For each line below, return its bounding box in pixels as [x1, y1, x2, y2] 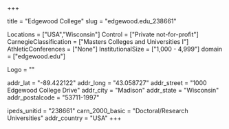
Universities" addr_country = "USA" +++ [7, 114, 122, 122]
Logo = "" [7, 66, 35, 73]
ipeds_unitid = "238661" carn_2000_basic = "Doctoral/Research [7, 107, 189, 115]
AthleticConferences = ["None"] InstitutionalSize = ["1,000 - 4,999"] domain [7, 45, 223, 53]
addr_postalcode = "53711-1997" [7, 93, 100, 102]
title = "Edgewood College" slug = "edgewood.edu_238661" [7, 17, 177, 25]
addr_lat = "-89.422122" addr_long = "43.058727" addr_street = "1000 [7, 79, 208, 86]
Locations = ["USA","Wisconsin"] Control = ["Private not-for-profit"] [7, 30, 199, 38]
